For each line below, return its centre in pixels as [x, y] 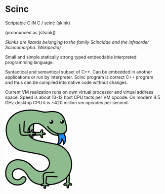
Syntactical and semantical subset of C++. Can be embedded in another [79, 72]
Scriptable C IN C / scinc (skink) [38, 23]
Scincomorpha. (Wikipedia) [33, 47]
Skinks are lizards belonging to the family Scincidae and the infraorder [77, 42]
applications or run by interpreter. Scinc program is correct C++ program [79, 77]
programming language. [30, 62]
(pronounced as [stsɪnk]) [30, 32]
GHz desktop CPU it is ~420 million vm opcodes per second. [67, 102]
